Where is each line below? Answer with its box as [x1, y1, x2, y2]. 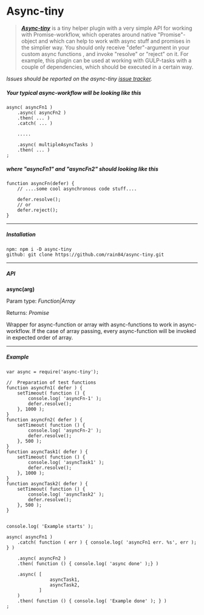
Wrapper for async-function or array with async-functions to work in [6, 321, 178, 328]
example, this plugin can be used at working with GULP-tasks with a [21, 57, 192, 64]
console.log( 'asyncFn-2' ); [28, 427, 102, 434]
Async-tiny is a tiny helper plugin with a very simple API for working [21, 24, 192, 32]
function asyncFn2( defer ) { [6, 416, 83, 423]
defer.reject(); [17, 207, 59, 213]
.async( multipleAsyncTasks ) [17, 141, 94, 147]
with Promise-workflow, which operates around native [21, 30, 157, 38]
